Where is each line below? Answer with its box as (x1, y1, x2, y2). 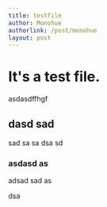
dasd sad (8, 117, 55, 131)
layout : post (8, 33, 52, 42)
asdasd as (8, 158, 49, 169)
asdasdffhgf (8, 94, 48, 104)
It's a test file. (8, 68, 101, 86)
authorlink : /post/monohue (8, 26, 97, 34)
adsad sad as (8, 176, 52, 186)
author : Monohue (8, 19, 62, 27)
